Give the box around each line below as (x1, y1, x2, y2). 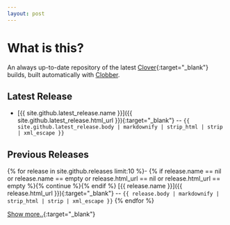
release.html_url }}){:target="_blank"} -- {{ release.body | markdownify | (7, 189, 220, 198)
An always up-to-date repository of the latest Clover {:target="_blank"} (7, 63, 208, 72)
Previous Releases (7, 149, 89, 160)
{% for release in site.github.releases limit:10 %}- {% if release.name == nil (7, 167, 222, 176)
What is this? (7, 40, 85, 56)
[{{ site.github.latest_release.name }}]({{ (17, 109, 133, 117)
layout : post (7, 10, 45, 17)
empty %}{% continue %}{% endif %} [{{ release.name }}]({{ (7, 182, 183, 190)
